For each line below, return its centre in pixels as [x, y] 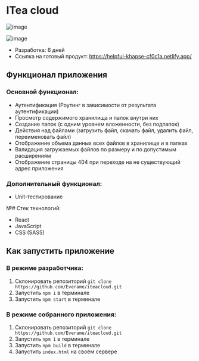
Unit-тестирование [39, 197]
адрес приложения [39, 168]
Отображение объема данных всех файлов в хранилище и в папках [101, 143]
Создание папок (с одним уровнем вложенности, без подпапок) [97, 124]
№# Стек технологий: [34, 208]
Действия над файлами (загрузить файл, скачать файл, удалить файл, [104, 130]
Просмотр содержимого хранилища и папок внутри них [87, 117]
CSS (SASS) [29, 232]
